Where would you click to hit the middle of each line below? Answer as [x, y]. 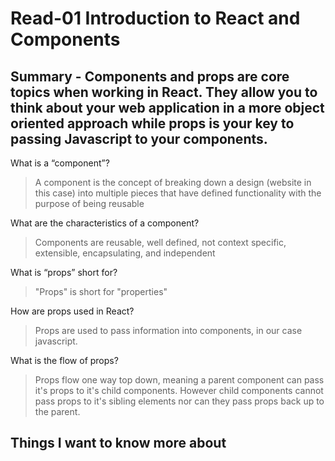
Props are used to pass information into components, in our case [168, 330]
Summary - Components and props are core [150, 76]
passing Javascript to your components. [139, 138]
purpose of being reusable [89, 203]
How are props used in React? [72, 311]
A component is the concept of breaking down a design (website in [173, 182]
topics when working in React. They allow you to [164, 92]
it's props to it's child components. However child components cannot [179, 390]
